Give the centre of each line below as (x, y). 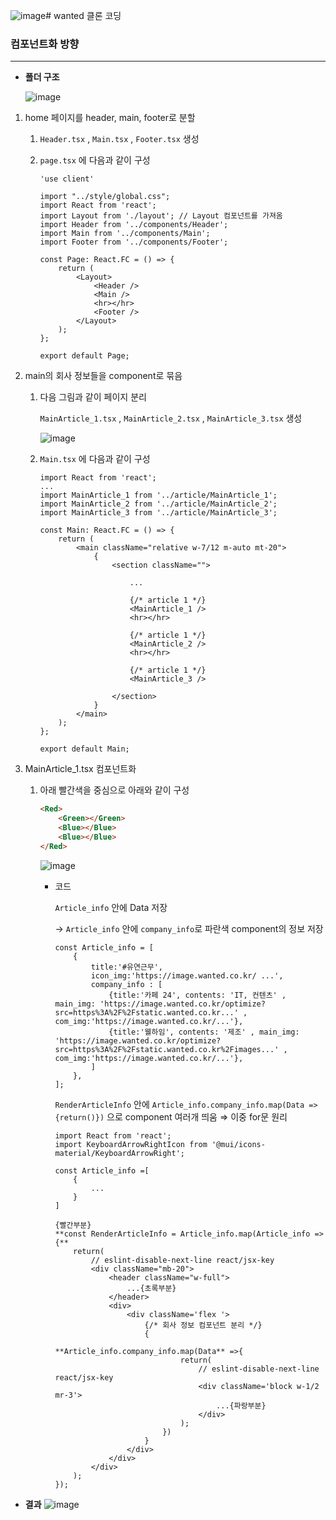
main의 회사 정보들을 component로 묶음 (103, 376)
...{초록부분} (151, 1288)
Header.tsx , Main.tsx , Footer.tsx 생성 (119, 139)
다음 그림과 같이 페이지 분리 (93, 397)
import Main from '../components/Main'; (125, 234)
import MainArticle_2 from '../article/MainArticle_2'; (158, 504)
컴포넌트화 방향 (45, 44)
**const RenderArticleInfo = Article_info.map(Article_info (182, 1234)
